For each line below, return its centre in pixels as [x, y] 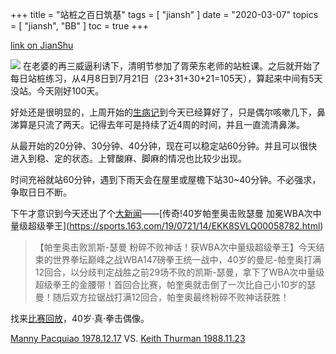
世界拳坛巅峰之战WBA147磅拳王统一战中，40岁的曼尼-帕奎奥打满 [187, 259]
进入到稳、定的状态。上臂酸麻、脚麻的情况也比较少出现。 [128, 158]
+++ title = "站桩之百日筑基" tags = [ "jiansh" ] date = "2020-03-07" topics [164, 14]
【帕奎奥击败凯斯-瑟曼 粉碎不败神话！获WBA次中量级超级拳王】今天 [175, 247]
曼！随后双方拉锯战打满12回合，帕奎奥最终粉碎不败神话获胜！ [162, 297]
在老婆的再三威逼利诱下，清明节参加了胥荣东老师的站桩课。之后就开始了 [171, 66]
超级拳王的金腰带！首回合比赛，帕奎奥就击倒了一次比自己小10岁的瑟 [175, 284]
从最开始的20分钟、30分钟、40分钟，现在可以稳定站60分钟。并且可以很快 [164, 146]
